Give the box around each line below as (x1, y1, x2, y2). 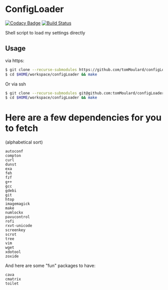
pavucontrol (5, 214, 30, 219)
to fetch (5, 122, 38, 134)
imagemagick (5, 201, 30, 206)
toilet (5, 281, 19, 286)
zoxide (5, 254, 19, 259)
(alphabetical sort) (5, 139, 43, 145)
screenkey (5, 227, 26, 233)
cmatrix (5, 276, 21, 282)
